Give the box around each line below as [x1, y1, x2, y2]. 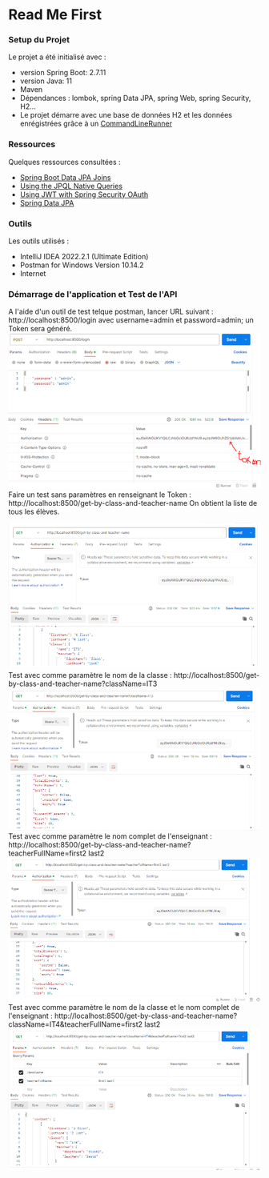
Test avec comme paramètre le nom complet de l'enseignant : [8, 831, 212, 841]
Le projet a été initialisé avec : [8, 52, 106, 62]
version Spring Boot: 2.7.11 [19, 68, 106, 78]
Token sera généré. [8, 324, 73, 334]
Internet [19, 269, 46, 278]
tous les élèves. [8, 507, 60, 516]
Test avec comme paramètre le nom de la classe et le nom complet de [8, 1002, 240, 1012]
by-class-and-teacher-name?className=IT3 [8, 679, 158, 689]
